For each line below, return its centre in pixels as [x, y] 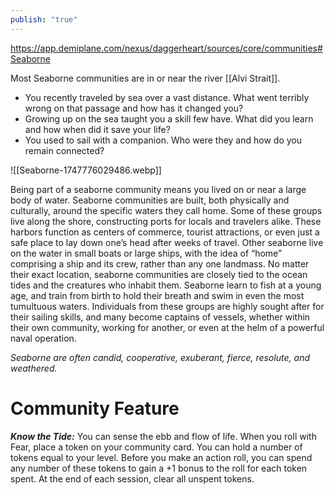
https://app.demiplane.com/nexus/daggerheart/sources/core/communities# [166, 48]
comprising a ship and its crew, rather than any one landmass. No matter [160, 263]
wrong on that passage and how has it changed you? [134, 108]
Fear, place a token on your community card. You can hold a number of [156, 447]
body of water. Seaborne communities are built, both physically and [150, 200]
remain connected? [64, 150]
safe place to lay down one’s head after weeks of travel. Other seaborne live [167, 242]
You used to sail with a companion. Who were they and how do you [163, 140]
